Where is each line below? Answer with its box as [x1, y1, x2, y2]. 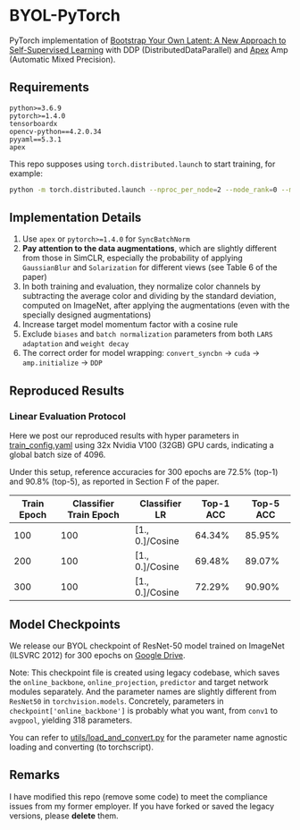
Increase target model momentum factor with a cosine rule [21, 319, 238, 330]
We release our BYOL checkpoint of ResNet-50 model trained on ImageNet [9, 640, 286, 651]
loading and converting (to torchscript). [9, 741, 154, 752]
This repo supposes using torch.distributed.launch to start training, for [9, 158, 276, 169]
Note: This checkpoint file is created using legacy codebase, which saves [9, 667, 280, 678]
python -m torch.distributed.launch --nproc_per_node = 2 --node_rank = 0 [9, 185, 278, 194]
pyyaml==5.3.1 [9, 135, 62, 144]
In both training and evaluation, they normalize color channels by [21, 281, 261, 292]
